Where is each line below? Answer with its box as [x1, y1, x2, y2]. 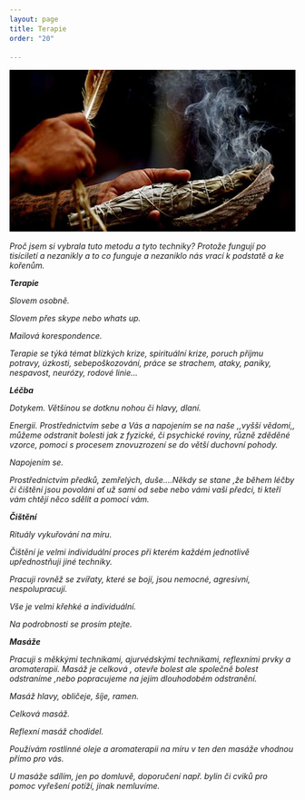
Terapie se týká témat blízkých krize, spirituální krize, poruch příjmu [9, 348, 264, 359]
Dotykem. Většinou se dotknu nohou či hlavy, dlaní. [9, 402, 202, 413]
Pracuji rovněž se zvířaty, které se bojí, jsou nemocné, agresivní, [9, 573, 251, 585]
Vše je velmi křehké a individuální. [9, 600, 136, 612]
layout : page [9, 15, 59, 24]
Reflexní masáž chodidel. [9, 726, 104, 736]
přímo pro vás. [9, 753, 64, 764]
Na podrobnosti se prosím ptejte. [9, 618, 133, 629]
